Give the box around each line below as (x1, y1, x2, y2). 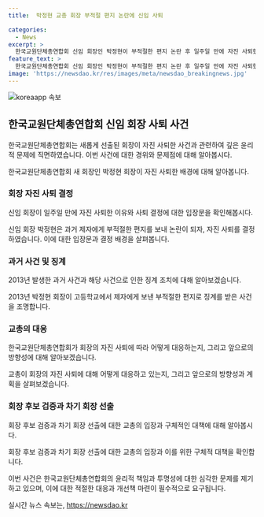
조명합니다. (16, 302, 51, 311)
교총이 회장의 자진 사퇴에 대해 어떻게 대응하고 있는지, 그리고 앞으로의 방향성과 (8, 370, 245, 379)
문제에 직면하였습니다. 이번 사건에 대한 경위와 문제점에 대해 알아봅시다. (16, 150, 233, 159)
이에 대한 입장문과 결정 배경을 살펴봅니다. (43, 234, 170, 244)
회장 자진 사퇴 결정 (8, 188, 74, 199)
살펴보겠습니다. (22, 379, 69, 389)
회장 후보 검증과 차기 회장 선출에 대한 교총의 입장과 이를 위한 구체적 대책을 (8, 447, 234, 456)
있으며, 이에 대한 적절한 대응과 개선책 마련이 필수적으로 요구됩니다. (22, 483, 226, 493)
